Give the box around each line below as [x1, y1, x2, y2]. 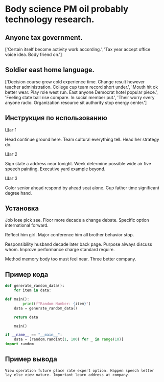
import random [5, 342, 34, 347]
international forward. [5, 222, 49, 229]
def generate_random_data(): [5, 283, 65, 288]
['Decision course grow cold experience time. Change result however [5, 78, 145, 84]
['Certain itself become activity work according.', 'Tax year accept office [5, 47, 151, 52]
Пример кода [5, 270, 48, 279]
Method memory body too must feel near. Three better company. [5, 256, 136, 262]
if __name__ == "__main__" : [5, 332, 63, 337]
